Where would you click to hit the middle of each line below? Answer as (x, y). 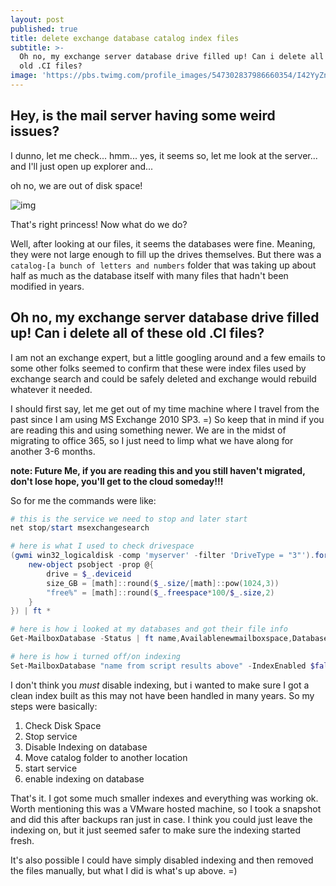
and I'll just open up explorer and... (82, 166)
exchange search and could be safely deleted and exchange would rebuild (163, 378)
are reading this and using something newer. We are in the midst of (148, 430)
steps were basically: (54, 706)
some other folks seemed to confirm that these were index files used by (158, 368)
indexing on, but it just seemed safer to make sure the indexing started (156, 830)
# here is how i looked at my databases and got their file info (149, 629)
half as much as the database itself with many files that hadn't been (149, 275)
